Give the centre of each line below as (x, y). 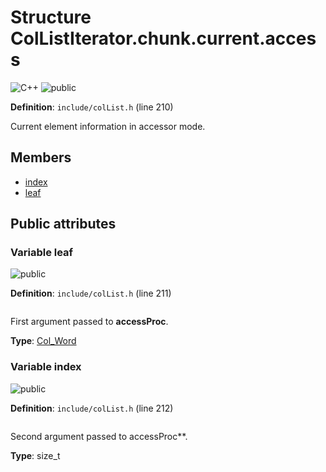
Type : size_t (35, 455)
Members (41, 157)
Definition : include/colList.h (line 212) (92, 408)
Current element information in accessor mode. (108, 126)
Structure (51, 17)
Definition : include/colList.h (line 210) (92, 107)
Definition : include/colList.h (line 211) (91, 293)
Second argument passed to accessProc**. (99, 436)
